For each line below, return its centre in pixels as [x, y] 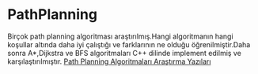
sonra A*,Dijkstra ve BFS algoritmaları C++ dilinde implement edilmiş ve [125, 53]
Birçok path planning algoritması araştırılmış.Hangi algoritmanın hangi [121, 36]
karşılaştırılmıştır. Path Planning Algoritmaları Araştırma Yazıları [109, 61]
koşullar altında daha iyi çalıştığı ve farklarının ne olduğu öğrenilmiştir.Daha [129, 44]
